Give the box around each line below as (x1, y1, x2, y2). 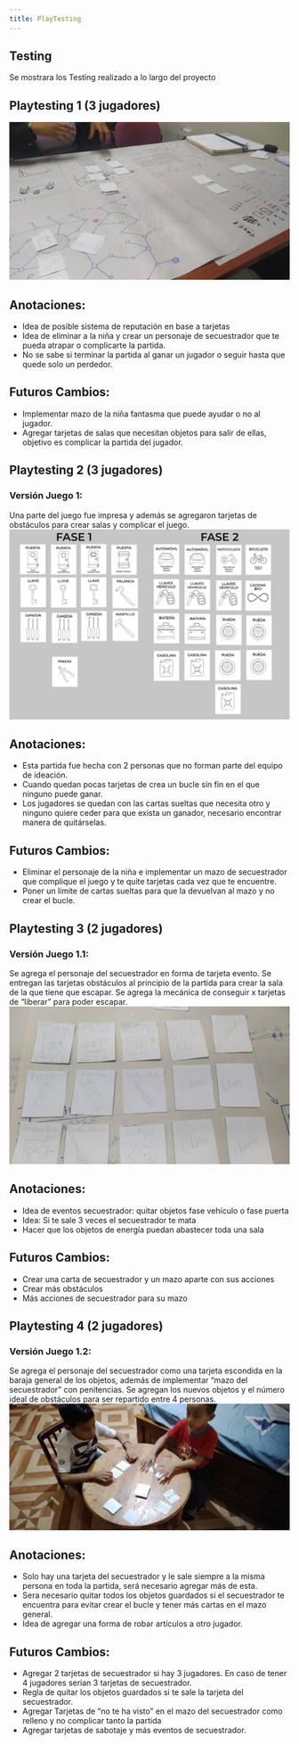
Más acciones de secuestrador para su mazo (21, 1293, 189, 1304)
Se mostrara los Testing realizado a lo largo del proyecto (9, 72, 216, 83)
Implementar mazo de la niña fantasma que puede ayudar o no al (21, 408, 261, 419)
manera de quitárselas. (21, 817, 107, 828)
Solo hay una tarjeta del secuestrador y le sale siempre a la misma (21, 1571, 265, 1582)
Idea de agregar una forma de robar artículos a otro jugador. (21, 1618, 243, 1629)
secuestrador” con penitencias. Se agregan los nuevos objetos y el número (9, 1385, 285, 1395)
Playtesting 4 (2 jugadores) (9, 1318, 164, 1333)
